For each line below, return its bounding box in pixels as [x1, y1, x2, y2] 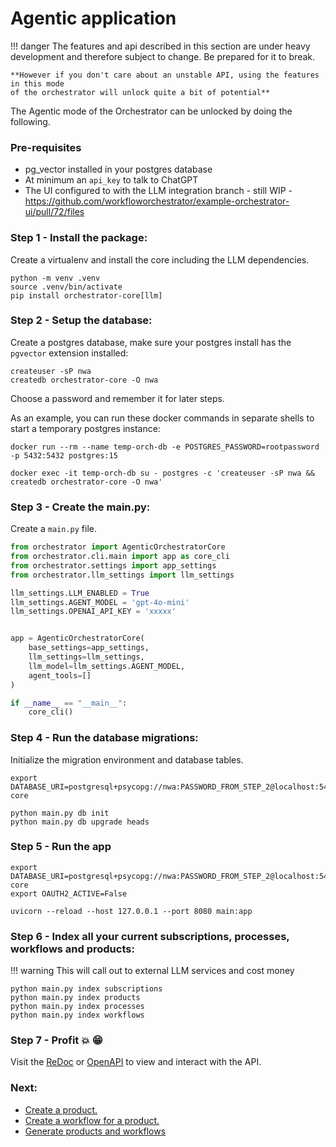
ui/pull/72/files [24, 206, 85, 218]
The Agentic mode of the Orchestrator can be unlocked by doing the [10, 105, 293, 117]
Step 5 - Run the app [10, 840, 112, 854]
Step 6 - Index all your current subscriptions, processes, [10, 929, 290, 943]
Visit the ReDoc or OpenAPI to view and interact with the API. [10, 1056, 262, 1068]
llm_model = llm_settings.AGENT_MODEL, [28, 661, 186, 671]
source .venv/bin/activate [10, 282, 123, 292]
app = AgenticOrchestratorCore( [10, 633, 145, 644]
